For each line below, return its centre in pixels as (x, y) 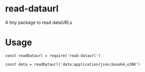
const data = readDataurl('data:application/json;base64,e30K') (73, 64)
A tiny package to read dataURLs (39, 22)
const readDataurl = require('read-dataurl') (53, 56)
